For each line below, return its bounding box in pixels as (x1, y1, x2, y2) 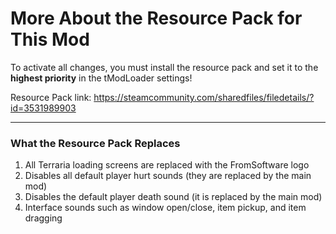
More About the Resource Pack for (10, 7, 303, 30)
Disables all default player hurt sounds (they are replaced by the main (24, 170, 312, 182)
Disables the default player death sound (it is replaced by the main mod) (24, 191, 323, 203)
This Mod (10, 28, 90, 51)
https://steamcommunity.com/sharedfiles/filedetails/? (93, 91, 315, 103)
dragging (24, 212, 63, 224)
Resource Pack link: (10, 91, 92, 103)
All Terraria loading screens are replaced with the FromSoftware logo (24, 159, 310, 171)
